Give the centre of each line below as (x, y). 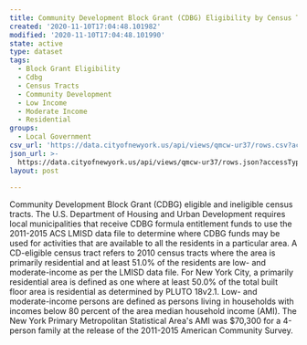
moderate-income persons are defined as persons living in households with (152, 301)
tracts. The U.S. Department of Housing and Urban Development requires (148, 214)
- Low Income (42, 103)
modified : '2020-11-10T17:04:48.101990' (88, 35)
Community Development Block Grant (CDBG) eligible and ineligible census (151, 204)
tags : (20, 60)
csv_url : (26, 145)
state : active (37, 43)
